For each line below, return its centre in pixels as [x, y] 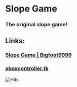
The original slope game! [36, 25]
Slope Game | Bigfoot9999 [38, 55]
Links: [15, 41]
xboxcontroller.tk [27, 68]
